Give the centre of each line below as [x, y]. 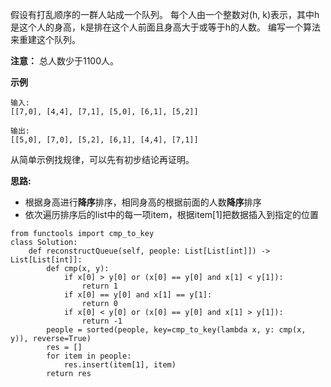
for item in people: [89, 356]
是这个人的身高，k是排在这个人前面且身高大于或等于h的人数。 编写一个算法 [165, 27]
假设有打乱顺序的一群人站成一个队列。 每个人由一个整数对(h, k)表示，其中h [165, 14]
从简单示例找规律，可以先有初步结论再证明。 [102, 159]
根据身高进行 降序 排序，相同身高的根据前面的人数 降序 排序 [143, 202]
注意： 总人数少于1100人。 [64, 61]
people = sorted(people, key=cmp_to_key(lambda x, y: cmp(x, [176, 330]
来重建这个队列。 [45, 39]
